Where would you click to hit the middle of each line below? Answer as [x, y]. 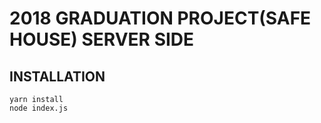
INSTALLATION [57, 76]
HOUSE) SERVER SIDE [102, 39]
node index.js [39, 108]
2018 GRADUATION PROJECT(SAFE [160, 18]
